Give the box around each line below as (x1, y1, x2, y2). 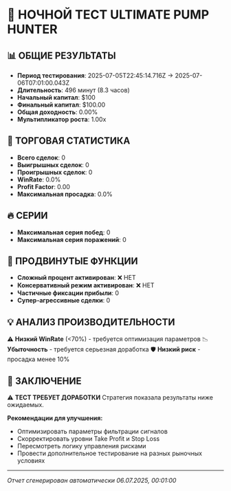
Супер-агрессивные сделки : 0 (16, 296, 111, 305)
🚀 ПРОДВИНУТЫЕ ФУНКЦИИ (7, 255, 139, 268)
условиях (16, 457, 45, 465)
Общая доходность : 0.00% (16, 108, 98, 116)
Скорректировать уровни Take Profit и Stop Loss (16, 435, 160, 443)
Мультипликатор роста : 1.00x (16, 116, 107, 123)
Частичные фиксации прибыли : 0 (16, 289, 119, 297)
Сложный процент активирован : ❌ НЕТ (16, 274, 136, 282)
